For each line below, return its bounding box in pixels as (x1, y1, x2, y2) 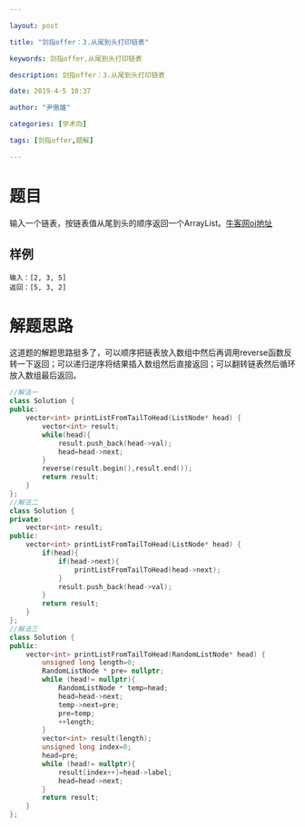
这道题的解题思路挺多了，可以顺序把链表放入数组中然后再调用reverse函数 (9, 347, 284, 359)
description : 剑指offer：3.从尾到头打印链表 (9, 70, 165, 80)
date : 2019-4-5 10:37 (9, 87, 92, 96)
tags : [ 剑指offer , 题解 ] (9, 136, 93, 145)
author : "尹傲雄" (9, 103, 71, 113)
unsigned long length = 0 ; (42, 658, 136, 667)
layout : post (9, 21, 59, 30)
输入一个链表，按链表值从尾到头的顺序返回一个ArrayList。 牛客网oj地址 (9, 217, 273, 228)
